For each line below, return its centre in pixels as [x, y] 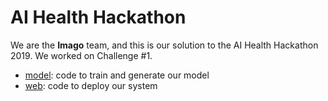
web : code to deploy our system [91, 85]
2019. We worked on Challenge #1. [81, 55]
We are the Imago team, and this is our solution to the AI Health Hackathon [164, 45]
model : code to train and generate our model [117, 75]
